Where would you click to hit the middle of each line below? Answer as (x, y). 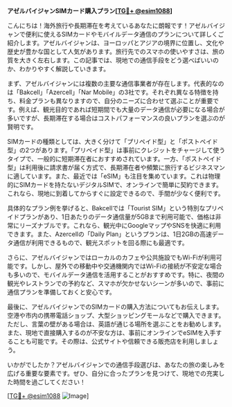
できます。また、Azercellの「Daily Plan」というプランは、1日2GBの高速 (110, 234)
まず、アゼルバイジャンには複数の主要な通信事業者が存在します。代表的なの (116, 83)
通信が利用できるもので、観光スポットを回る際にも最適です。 (100, 243)
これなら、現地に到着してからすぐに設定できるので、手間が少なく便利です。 (116, 193)
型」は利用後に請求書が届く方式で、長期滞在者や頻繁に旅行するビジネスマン (116, 168)
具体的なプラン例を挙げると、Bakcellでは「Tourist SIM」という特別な (106, 208)
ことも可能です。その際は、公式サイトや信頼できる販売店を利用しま (110, 341)
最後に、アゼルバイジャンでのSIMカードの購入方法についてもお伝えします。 (115, 307)
